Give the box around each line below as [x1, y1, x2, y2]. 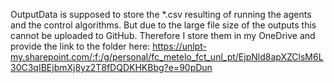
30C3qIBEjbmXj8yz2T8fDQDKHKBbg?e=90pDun [10, 62, 213, 73]
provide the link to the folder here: [10, 40, 151, 52]
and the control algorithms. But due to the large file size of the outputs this [10, 19, 317, 31]
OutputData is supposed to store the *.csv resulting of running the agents [10, 9, 312, 20]
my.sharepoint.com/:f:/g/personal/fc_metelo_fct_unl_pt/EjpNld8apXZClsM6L [10, 51, 324, 63]
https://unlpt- [152, 40, 207, 52]
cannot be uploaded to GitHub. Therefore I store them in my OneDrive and [10, 30, 316, 41]
